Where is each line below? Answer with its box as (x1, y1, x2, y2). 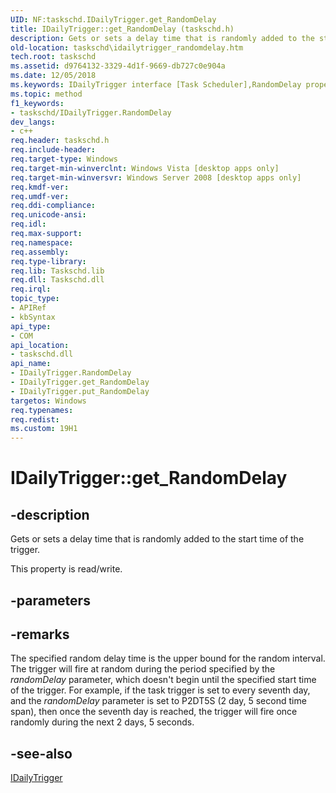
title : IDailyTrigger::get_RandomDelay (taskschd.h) (10, 24, 235, 34)
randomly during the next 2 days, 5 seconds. (10, 716, 195, 728)
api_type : (10, 321, 52, 331)
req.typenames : (10, 405, 74, 415)
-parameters (10, 592, 91, 609)
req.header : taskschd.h (10, 136, 110, 146)
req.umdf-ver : (10, 191, 70, 201)
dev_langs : (10, 117, 56, 127)
